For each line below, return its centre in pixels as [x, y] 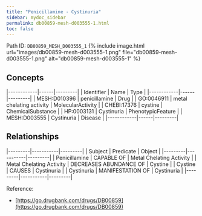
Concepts [25, 78]
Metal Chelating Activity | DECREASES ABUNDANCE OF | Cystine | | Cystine [101, 164]
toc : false [20, 29]
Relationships [33, 137]
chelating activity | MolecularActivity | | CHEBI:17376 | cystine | [85, 105]
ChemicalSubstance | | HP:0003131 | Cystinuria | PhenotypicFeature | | [94, 112]
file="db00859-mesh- [150, 52]
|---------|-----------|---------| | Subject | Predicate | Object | [83, 151]
